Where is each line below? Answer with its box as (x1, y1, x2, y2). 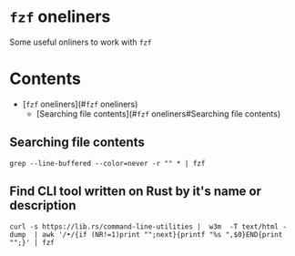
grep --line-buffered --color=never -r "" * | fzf (9, 159, 206, 168)
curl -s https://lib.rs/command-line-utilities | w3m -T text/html (9, 221, 280, 231)
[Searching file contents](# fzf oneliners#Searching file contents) (36, 108, 281, 119)
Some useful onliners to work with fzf (9, 36, 152, 47)
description (9, 198, 76, 213)
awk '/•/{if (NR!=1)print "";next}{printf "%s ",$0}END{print (42, 230, 283, 239)
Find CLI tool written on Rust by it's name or (9, 184, 262, 200)
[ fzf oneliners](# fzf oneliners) (22, 98, 138, 109)
